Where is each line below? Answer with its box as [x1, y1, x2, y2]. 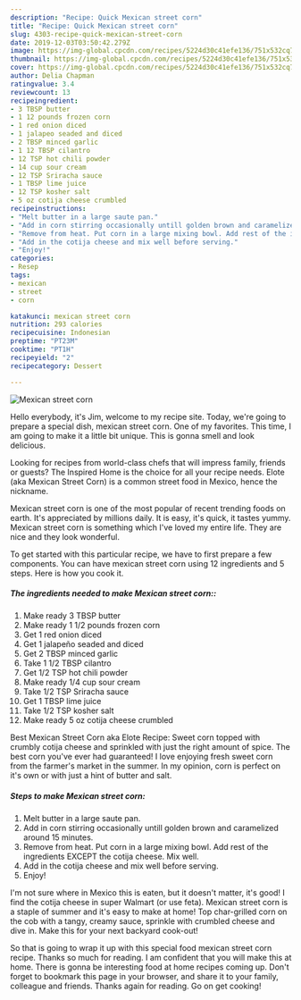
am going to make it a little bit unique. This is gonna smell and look [10, 430, 255, 441]
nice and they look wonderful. [10, 531, 120, 542]
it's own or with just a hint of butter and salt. [10, 770, 172, 781]
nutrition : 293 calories [10, 320, 103, 329]
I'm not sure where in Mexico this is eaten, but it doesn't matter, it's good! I [10, 887, 285, 898]
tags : [10, 271, 30, 280]
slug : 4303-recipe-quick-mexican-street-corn [10, 29, 182, 38]
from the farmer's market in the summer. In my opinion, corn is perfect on [10, 761, 280, 771]
